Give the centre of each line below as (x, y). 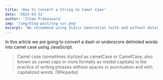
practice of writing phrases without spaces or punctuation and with (85, 67)
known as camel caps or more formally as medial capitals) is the (82, 62)
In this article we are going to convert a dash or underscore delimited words (81, 42)
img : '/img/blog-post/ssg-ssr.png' (41, 23)
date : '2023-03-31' (25, 14)
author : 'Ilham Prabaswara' (34, 19)
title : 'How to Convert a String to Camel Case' (56, 10)
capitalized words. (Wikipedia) (47, 72)
